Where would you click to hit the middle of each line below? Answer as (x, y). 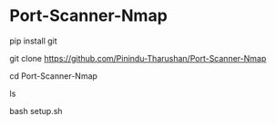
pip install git (33, 41)
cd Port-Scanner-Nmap (54, 76)
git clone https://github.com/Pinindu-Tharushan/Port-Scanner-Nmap (138, 58)
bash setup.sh (36, 111)
